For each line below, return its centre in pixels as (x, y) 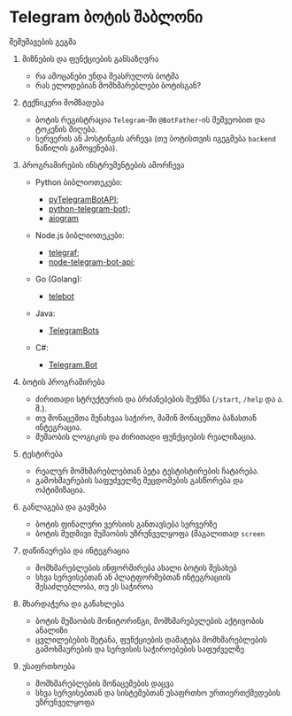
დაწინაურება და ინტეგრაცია (76, 550)
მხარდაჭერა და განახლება (73, 604)
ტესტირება (42, 453)
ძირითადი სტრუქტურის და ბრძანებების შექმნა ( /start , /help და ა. (160, 399)
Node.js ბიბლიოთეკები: (80, 235)
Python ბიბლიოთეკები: (79, 182)
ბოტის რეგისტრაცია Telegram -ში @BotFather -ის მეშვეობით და (150, 119)
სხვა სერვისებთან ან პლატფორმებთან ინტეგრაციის (133, 577)
